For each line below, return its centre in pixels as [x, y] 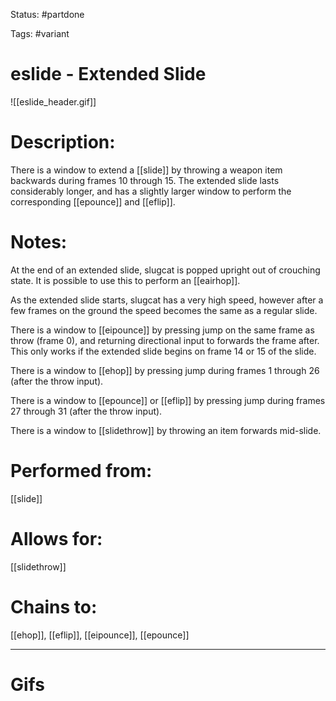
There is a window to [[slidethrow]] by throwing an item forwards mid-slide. [166, 430]
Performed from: [81, 471]
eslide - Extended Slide [108, 74]
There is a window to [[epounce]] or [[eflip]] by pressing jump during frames [168, 400]
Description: [63, 142]
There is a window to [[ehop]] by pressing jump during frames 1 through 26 [165, 370]
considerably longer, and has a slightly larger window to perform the [151, 191]
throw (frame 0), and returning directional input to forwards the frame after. [165, 340]
